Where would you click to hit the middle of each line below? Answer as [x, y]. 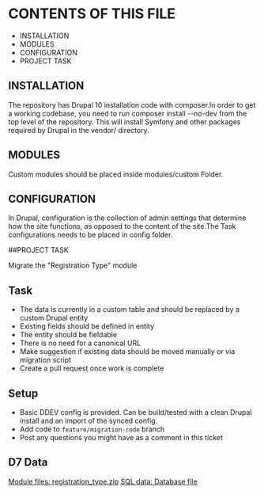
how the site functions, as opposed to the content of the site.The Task [122, 226]
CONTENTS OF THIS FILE [92, 14]
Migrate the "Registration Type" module [73, 265]
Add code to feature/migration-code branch [92, 429]
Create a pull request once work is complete [92, 368]
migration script [45, 360]
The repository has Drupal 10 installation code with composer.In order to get [132, 104]
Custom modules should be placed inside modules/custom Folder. [116, 174]
